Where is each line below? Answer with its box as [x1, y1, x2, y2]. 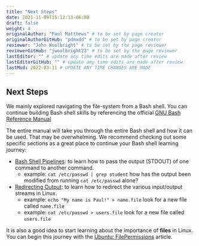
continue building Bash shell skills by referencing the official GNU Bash [6, 109, 181, 116]
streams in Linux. [14, 190, 57, 197]
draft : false [6, 20, 39, 26]
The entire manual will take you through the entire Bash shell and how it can [6, 127, 193, 134]
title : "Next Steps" [6, 8, 58, 15]
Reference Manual [6, 115, 51, 123]
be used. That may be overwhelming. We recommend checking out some [6, 133, 187, 141]
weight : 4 [6, 25, 31, 32]
